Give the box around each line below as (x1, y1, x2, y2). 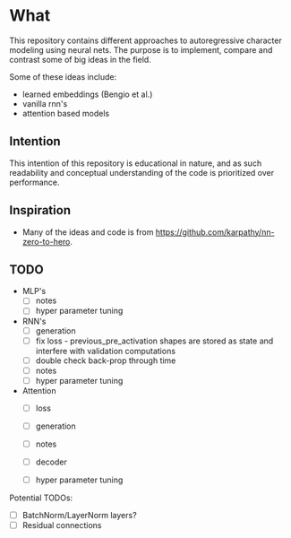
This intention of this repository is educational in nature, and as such (9, 158, 262, 169)
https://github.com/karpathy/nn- (155, 226, 275, 238)
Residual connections (21, 520, 102, 531)
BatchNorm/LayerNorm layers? (21, 510, 137, 521)
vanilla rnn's (21, 98, 68, 108)
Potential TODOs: (9, 492, 73, 503)
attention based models (21, 108, 110, 118)
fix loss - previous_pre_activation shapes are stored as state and (35, 335, 274, 346)
